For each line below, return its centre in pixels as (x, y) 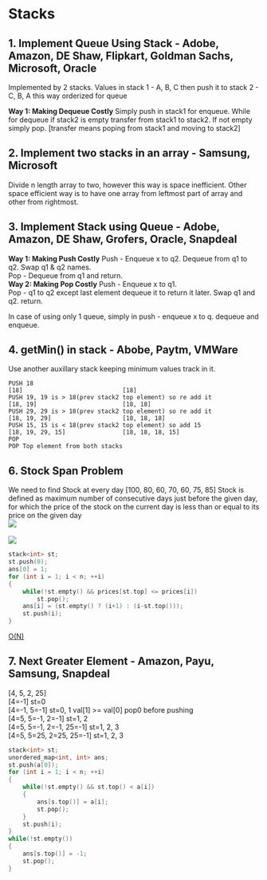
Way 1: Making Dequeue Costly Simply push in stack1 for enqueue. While (130, 111)
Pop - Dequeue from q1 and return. (66, 275)
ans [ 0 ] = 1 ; (28, 569)
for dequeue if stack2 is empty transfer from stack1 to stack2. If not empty (130, 120)
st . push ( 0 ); (28, 562)
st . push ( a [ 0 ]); (33, 765)
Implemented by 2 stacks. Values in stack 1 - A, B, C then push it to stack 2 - (133, 87)
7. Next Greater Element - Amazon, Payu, (111, 661)
